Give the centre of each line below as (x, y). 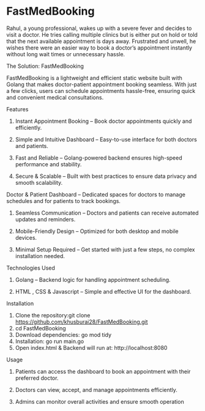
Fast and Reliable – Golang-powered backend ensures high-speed (99, 158)
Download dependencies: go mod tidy (63, 335)
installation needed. (40, 256)
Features (17, 109)
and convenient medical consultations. (55, 97)
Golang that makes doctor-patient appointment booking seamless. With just (102, 84)
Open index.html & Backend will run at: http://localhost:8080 (91, 347)
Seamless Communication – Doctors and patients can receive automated (107, 213)
